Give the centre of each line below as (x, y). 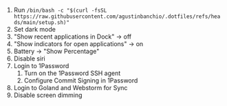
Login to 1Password (41, 66)
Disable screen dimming (48, 95)
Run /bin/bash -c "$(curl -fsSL (60, 10)
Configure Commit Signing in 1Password (81, 81)
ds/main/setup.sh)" (42, 23)
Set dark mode (35, 29)
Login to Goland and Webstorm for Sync (71, 88)
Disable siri (30, 59)
